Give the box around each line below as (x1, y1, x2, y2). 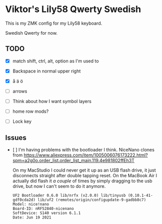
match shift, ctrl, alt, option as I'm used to (12, 58, 99, 64)
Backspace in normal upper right (12, 68, 81, 74)
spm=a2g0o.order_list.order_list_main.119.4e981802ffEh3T (12, 158, 135, 163)
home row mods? (12, 108, 49, 114)
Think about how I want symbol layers (12, 98, 92, 104)
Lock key (12, 118, 32, 124)
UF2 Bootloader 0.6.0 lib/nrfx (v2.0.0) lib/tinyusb (12, 193, 126, 198)
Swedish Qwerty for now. (5, 30, 58, 36)
